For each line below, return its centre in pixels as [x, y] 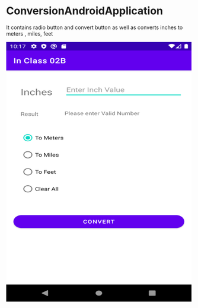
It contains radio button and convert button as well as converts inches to [95, 27]
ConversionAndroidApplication [85, 11]
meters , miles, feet [30, 33]
